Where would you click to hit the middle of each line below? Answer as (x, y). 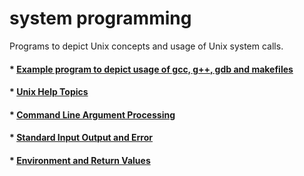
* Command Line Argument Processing (92, 114)
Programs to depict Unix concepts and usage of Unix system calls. (146, 46)
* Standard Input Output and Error (81, 138)
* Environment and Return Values (80, 160)
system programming (100, 18)
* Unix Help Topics (49, 92)
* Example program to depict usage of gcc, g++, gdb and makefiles (151, 69)
